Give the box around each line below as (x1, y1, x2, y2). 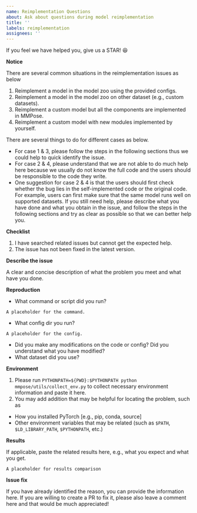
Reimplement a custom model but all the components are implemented (14, 106, 186, 113)
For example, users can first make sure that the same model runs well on (14, 192, 191, 199)
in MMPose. (14, 113, 44, 120)
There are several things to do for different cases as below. (6, 136, 149, 143)
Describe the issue (6, 257, 53, 264)
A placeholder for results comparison (6, 466, 101, 472)
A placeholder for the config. (6, 331, 83, 337)
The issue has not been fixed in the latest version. (14, 246, 135, 253)
